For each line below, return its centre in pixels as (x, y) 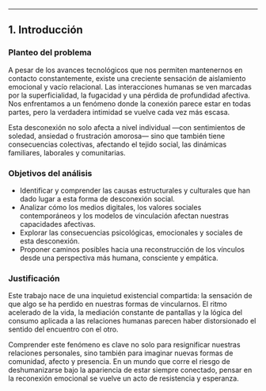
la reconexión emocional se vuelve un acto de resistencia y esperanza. (123, 378)
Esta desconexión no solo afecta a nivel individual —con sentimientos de (127, 127)
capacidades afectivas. (58, 224)
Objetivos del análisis (50, 173)
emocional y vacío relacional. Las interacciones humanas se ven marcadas (130, 86)
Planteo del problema (50, 52)
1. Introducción (46, 30)
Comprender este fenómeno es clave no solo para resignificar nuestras (124, 345)
